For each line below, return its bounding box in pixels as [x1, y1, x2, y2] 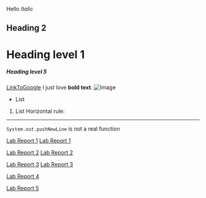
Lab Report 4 [6, 172, 40, 180]
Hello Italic [6, 6, 34, 12]
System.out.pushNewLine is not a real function [6, 125, 121, 132]
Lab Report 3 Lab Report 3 [6, 161, 74, 168]
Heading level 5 [6, 68, 47, 75]
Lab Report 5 [6, 184, 39, 192]
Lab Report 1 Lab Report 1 [6, 137, 71, 144]
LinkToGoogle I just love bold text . [6, 83, 93, 91]
